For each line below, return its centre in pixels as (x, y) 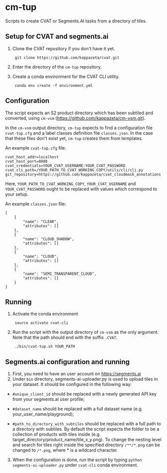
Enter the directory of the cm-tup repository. (57, 67)
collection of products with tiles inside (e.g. (56, 434)
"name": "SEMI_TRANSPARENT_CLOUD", (60, 274)
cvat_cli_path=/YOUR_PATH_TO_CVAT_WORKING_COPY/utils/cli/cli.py (74, 170)
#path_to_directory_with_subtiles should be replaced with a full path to (87, 424)
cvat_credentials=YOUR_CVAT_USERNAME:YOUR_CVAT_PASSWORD (65, 165)
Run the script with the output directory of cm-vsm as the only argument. (85, 332)
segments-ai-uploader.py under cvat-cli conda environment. (75, 465)
